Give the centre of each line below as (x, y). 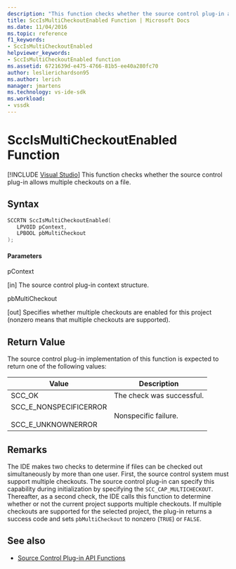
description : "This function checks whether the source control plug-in (116, 14)
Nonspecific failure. (146, 416)
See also (26, 541)
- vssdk (19, 106)
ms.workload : (26, 99)
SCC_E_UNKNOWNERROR (54, 425)
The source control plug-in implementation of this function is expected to (113, 359)
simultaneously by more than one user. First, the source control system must (118, 474)
